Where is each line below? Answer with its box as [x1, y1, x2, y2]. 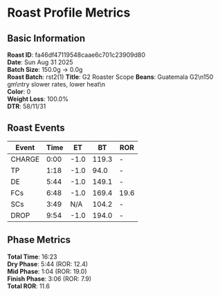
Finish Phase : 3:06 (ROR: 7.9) [7, 275, 92, 283]
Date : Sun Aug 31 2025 [7, 58, 73, 66]
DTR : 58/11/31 [7, 102, 46, 110]
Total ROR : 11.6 [7, 281, 51, 290]
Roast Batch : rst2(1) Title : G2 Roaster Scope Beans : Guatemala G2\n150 [7, 73, 214, 81]
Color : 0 [7, 88, 31, 95]
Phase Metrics [7, 234, 71, 246]
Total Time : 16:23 [7, 252, 57, 261]
